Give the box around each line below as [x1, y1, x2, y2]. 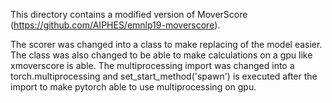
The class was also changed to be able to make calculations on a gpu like [10, 49, 313, 61]
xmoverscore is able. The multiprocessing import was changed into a [10, 60, 295, 71]
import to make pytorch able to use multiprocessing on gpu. [10, 81, 257, 93]
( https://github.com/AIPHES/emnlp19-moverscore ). [10, 19, 221, 31]
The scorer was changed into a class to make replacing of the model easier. [10, 39, 323, 50]
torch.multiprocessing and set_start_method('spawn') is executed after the [10, 70, 318, 82]
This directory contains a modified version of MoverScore [10, 9, 248, 20]
